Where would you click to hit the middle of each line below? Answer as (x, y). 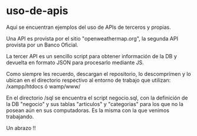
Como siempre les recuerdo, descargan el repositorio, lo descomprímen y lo (98, 74)
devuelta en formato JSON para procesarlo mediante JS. (75, 62)
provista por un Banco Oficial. (42, 45)
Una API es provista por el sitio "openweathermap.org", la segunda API (92, 38)
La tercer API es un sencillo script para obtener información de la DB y (91, 56)
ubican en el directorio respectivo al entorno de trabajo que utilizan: (88, 80)
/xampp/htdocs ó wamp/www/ (43, 86)
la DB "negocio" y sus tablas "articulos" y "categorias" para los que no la (95, 104)
